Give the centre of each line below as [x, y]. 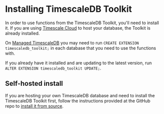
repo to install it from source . [34, 106]
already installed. [23, 33]
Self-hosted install [34, 84]
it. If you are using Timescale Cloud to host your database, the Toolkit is [78, 28]
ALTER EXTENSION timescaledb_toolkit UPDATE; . [53, 68]
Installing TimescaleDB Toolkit [68, 9]
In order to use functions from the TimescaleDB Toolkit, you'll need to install [82, 23]
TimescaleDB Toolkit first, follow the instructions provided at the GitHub [78, 101]
